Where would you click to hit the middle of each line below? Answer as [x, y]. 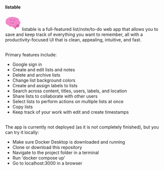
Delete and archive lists [36, 75]
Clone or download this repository [47, 148]
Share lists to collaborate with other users [55, 96]
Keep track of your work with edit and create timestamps [71, 112]
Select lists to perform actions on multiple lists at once [68, 102]
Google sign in [27, 64]
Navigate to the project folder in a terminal [56, 153]
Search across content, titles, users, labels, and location [70, 91]
